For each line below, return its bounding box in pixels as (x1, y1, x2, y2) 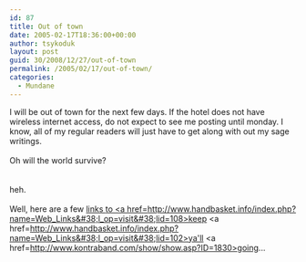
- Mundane (17, 81, 55, 90)
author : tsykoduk (9, 38, 76, 48)
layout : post (9, 47, 59, 57)
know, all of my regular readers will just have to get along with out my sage (9, 125, 290, 137)
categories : (9, 73, 55, 82)
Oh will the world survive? (9, 154, 107, 165)
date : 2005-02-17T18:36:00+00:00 (9, 30, 137, 39)
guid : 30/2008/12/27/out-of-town (9, 56, 137, 65)
